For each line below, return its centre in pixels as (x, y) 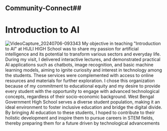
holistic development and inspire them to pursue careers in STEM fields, (79, 118)
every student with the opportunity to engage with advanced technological (82, 91)
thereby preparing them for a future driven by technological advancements (82, 123)
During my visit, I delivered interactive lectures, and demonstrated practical (83, 59)
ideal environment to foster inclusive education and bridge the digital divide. (84, 107)
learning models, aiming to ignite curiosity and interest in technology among (83, 70)
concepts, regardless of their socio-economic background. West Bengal (80, 96)
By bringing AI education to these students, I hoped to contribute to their (80, 112)
